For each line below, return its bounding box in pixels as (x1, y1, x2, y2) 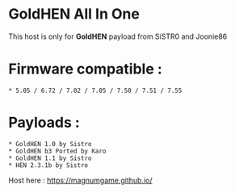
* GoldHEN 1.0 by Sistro (8, 140, 92, 148)
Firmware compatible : (8, 60, 163, 78)
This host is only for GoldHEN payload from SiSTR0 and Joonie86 (8, 31, 228, 41)
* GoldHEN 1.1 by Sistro (8, 154, 92, 162)
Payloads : (8, 114, 81, 132)
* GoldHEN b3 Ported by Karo (8, 147, 107, 155)
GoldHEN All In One (8, 5, 140, 23)
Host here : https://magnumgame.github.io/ (8, 175, 153, 185)
